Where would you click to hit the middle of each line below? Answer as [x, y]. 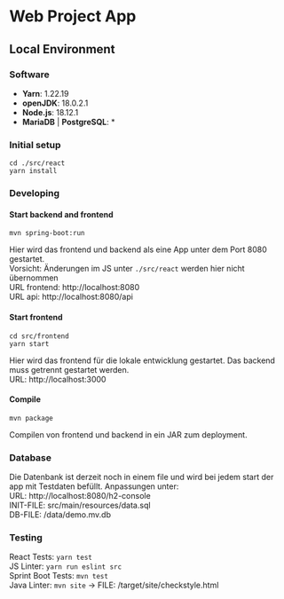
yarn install [33, 171]
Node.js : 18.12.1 [50, 112]
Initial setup [35, 145]
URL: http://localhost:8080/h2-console [80, 496]
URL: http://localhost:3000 [58, 379]
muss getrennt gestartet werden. [69, 369]
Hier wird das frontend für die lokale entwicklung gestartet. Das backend [142, 360]
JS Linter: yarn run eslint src [66, 566]
